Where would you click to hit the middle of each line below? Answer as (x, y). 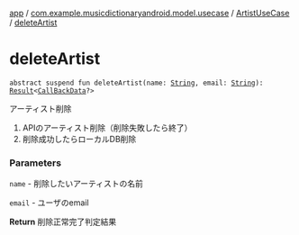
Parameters (35, 163)
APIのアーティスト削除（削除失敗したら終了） (107, 127)
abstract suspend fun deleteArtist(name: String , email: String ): (136, 83)
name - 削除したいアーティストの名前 (77, 184)
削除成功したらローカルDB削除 (79, 139)
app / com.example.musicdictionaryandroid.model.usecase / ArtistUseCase (149, 13)
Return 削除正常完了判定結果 (63, 222)
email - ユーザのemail (49, 203)
